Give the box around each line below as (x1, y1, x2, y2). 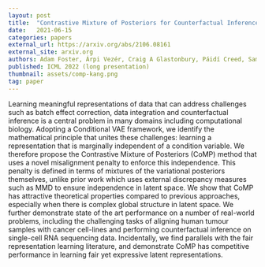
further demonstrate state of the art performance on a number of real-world (8, 208, 255, 217)
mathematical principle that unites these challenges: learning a (8, 132, 212, 142)
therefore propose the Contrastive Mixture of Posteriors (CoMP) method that (8, 149, 257, 158)
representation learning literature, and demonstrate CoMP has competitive (8, 241, 250, 250)
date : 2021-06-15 (8, 26, 73, 34)
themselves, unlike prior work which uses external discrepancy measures (8, 174, 247, 184)
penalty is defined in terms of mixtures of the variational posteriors (8, 166, 226, 176)
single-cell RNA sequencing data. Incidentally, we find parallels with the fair (8, 233, 254, 243)
